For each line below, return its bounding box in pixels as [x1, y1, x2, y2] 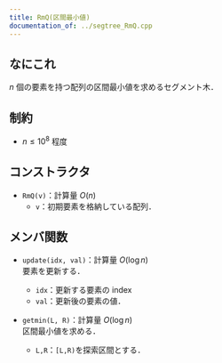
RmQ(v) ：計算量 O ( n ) [21, 190, 96, 200]
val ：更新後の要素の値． [35, 295, 126, 307]
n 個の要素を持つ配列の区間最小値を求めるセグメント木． [9, 82, 219, 93]
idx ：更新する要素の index [35, 285, 132, 295]
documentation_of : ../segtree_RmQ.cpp [9, 21, 153, 30]
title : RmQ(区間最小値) [9, 12, 91, 22]
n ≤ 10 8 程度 [21, 134, 68, 147]
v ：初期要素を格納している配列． [35, 201, 157, 212]
